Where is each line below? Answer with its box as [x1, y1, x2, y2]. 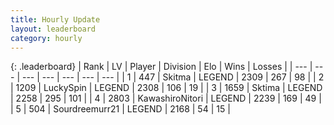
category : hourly [10, 33, 83, 43]
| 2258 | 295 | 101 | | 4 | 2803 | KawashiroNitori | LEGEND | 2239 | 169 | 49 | [10, 92, 322, 105]
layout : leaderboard [10, 24, 97, 34]
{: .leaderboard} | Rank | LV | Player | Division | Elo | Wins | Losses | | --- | [10, 61, 313, 73]
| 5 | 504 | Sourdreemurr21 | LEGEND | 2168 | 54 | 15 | [10, 103, 231, 115]
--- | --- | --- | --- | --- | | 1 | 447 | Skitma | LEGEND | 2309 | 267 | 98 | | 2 [21, 71, 325, 83]
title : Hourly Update [10, 14, 101, 25]
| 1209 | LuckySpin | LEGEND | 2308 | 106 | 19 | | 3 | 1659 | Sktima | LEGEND [10, 82, 323, 94]
